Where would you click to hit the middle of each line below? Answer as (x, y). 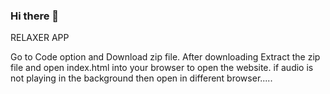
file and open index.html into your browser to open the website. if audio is (162, 68)
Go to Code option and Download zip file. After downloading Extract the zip (165, 57)
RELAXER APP (40, 38)
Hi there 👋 (35, 16)
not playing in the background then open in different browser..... (141, 78)
